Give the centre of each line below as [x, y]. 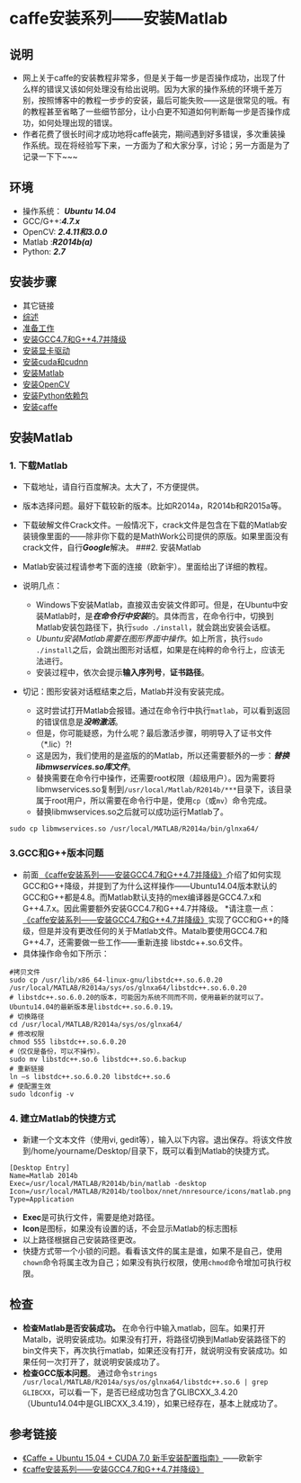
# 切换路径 [27, 1016]
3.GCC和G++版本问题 [57, 853]
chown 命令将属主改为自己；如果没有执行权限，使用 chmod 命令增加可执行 [153, 1262]
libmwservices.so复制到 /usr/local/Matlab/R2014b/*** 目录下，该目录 [164, 789]
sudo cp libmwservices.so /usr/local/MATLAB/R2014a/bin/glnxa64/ [134, 829]
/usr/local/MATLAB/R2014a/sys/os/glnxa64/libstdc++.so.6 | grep [145, 1382]
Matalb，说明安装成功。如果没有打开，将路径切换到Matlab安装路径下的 [154, 1339]
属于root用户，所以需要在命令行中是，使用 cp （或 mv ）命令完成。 [154, 801]
